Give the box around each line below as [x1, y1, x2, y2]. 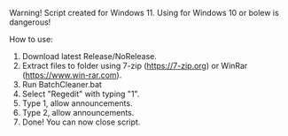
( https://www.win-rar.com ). [21, 70, 122, 80]
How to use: [9, 34, 53, 44]
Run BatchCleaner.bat [21, 79, 102, 89]
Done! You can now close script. [21, 117, 141, 127]
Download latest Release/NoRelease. [21, 51, 157, 61]
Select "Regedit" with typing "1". [21, 88, 140, 99]
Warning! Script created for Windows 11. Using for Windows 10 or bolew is [9, 8, 279, 18]
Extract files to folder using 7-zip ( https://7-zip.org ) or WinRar [21, 61, 248, 71]
